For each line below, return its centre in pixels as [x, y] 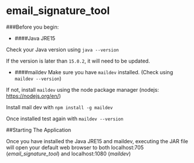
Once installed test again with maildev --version [65, 119]
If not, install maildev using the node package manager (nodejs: [83, 89]
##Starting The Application [39, 130]
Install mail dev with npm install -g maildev [59, 107]
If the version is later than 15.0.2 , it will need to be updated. [78, 61]
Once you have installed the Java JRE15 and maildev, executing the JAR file [97, 141]
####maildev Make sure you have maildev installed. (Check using [94, 72]
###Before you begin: [33, 27]
